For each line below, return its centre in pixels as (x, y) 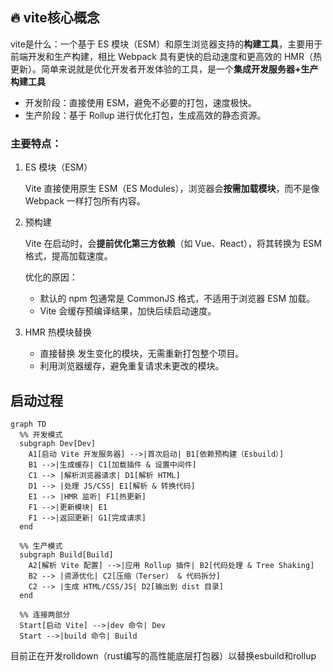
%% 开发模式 (41, 434)
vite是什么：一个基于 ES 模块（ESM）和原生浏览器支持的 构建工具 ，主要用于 (166, 44)
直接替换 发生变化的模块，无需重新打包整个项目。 (142, 354)
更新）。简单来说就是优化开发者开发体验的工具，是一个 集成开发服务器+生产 (164, 69)
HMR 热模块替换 (58, 332)
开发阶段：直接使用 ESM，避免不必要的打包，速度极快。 (140, 102)
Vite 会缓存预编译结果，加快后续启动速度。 (128, 311)
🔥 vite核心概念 (55, 18)
